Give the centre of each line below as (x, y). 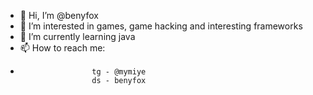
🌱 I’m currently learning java (77, 36)
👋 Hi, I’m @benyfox (59, 15)
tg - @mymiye (119, 72)
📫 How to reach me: (62, 48)
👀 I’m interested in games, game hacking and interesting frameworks (161, 26)
